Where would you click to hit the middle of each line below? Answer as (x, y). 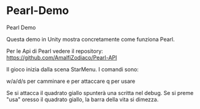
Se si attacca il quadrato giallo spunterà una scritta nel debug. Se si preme (100, 93)
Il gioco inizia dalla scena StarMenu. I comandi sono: (72, 69)
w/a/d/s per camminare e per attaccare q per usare (71, 81)
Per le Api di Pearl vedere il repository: (55, 51)
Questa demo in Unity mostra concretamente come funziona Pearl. (91, 39)
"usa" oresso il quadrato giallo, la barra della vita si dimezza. (83, 99)
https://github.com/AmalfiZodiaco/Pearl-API (62, 57)
